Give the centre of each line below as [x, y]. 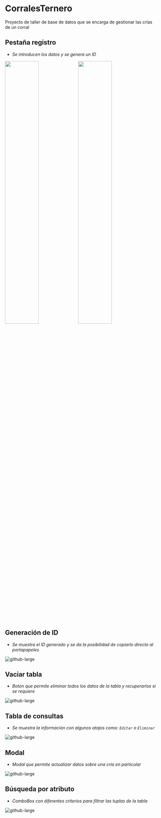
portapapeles [25, 650]
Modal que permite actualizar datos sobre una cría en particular [77, 764]
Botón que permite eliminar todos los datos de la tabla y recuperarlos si [84, 686]
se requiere [23, 691]
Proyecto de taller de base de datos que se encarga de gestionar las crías [79, 22]
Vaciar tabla [24, 674]
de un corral [17, 27]
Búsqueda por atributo [40, 789]
